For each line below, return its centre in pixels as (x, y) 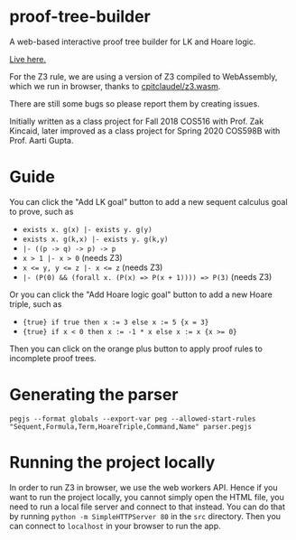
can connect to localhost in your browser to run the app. (115, 526)
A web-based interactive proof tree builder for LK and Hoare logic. (133, 42)
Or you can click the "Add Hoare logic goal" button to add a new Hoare (141, 294)
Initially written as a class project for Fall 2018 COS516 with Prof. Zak (137, 121)
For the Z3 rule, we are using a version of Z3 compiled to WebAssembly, (143, 76)
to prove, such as (42, 211)
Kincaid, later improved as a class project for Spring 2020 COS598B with (145, 130)
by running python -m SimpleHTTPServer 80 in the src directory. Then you (145, 516)
